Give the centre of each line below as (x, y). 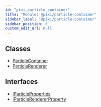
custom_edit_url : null (29, 28)
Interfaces (22, 82)
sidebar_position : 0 (27, 24)
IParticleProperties (31, 93)
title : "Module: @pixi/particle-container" (51, 14)
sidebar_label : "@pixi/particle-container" (51, 19)
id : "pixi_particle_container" (38, 10)
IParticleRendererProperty (39, 99)
